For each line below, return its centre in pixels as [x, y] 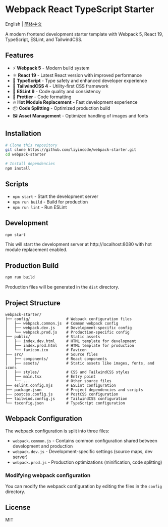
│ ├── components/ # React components [56, 359]
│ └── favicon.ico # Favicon [46, 350]
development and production [43, 446]
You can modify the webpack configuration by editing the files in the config [84, 487]
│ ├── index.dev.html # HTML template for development [71, 341]
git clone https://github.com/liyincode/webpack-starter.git [71, 150]
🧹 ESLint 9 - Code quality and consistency [57, 91]
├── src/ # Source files [52, 354]
